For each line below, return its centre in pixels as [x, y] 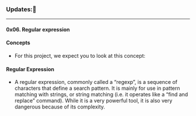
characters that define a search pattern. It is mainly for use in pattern [97, 88]
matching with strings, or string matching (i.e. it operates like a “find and [101, 94]
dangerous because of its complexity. [60, 107]
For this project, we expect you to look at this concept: [80, 56]
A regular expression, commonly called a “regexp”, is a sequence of [96, 82]
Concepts [18, 43]
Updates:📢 [21, 9]
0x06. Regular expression [38, 29]
